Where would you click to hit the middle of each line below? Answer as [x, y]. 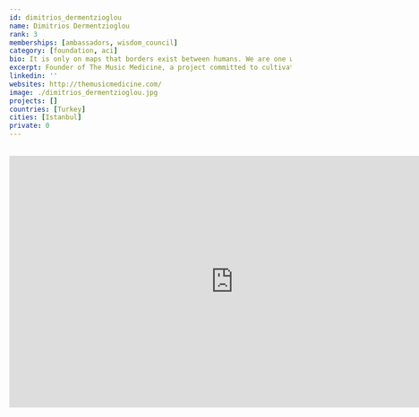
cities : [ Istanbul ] [46, 117]
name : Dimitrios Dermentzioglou [69, 26]
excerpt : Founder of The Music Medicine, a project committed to [133, 68]
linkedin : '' [34, 76]
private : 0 [30, 126]
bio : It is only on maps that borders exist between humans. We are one [148, 59]
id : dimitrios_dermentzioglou [66, 17]
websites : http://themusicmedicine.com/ [86, 84]
